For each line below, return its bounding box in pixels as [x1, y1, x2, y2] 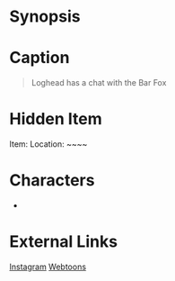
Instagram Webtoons [9, 261, 87, 272]
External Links [9, 231, 118, 252]
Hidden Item [9, 109, 103, 130]
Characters [9, 170, 95, 191]
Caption [9, 48, 70, 68]
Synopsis [9, 6, 81, 27]
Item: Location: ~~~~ [9, 139, 88, 150]
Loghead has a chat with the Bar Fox [31, 77, 167, 88]
